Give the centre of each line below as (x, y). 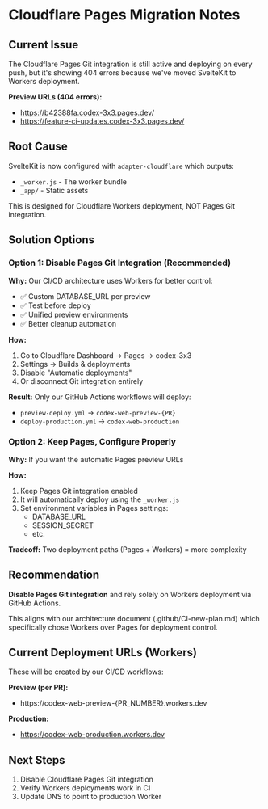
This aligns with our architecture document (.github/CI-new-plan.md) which (134, 618)
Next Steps (37, 760)
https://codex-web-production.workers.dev (92, 735)
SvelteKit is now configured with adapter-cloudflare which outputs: (121, 166)
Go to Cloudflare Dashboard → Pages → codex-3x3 (106, 355)
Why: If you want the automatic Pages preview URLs (96, 459)
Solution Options (52, 240)
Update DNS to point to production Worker (91, 797)
